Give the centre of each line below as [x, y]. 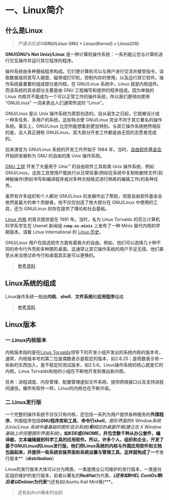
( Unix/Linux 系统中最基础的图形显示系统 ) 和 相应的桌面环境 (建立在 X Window [83, 427]
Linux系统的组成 [31, 284]
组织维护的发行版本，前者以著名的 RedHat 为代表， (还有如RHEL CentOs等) [86, 475]
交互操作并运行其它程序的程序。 [43, 60]
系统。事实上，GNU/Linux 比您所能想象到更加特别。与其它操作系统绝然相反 [83, 126]
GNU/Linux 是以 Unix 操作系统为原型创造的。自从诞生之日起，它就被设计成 [82, 113]
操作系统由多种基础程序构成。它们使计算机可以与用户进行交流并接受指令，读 [84, 71]
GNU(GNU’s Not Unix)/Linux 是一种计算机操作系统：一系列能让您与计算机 [82, 54]
